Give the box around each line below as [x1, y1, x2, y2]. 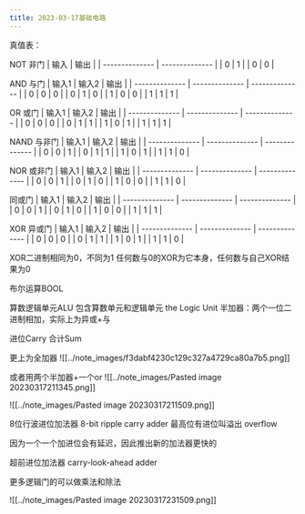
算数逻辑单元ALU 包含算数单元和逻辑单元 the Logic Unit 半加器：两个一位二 [9, 302, 292, 313]
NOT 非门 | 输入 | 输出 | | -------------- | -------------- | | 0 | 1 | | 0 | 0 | [9, 58, 275, 69]
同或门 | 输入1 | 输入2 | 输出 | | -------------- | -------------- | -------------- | [9, 194, 297, 205]
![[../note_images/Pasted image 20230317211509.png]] [9, 399, 216, 410]
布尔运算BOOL [9, 283, 64, 294]
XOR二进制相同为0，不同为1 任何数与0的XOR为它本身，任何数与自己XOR [9, 252, 282, 263]
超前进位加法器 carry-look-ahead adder [9, 457, 158, 468]
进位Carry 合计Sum [9, 333, 82, 344]
